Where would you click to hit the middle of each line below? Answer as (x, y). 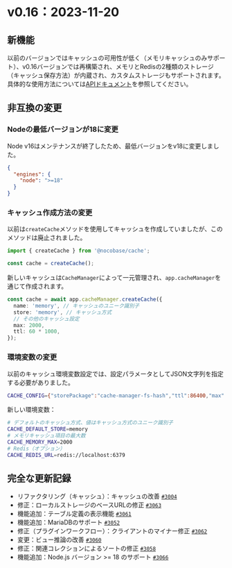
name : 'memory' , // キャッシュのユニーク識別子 (77, 306)
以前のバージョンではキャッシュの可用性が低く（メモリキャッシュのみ (107, 58)
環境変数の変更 (32, 358)
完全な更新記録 (39, 479)
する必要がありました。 (41, 382)
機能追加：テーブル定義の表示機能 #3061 (74, 514)
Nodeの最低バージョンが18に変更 (63, 129)
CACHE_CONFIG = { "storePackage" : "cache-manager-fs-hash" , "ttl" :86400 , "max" (116, 395)
